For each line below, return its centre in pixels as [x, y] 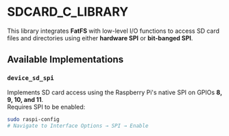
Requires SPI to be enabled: [46, 107]
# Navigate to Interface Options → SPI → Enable [78, 126]
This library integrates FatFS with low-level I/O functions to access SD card [113, 31]
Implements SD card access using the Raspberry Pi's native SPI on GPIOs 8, [115, 92]
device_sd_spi [31, 78]
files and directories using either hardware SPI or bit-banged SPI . [100, 38]
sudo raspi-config [33, 119]
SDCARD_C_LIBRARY [68, 12]
